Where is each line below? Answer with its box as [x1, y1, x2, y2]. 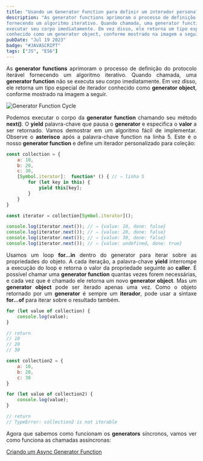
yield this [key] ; [38, 185, 83, 191]
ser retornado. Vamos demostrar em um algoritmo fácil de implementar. [6, 126, 197, 134]
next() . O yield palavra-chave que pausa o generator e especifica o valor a [6, 120, 197, 127]
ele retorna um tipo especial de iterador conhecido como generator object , [6, 84, 197, 91]
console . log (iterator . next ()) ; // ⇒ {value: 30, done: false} [6, 235, 166, 241]
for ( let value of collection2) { [6, 391, 94, 398]
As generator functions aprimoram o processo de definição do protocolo [6, 65, 197, 72]
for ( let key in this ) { [28, 179, 91, 185]
